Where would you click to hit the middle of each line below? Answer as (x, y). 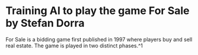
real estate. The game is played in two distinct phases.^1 (74, 46)
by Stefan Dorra (45, 23)
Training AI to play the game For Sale (98, 11)
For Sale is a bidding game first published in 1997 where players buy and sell (99, 39)
